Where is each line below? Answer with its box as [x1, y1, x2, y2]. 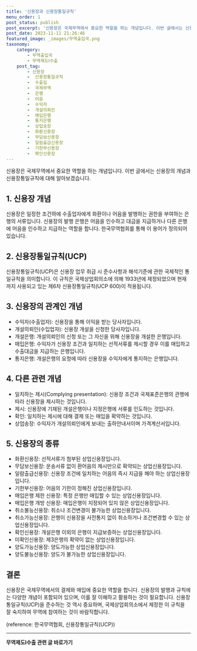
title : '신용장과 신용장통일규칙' [6, 8, 77, 15]
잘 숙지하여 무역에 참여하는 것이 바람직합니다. [6, 609, 110, 616]
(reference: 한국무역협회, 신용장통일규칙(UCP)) [6, 621, 116, 628]
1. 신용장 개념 [6, 193, 51, 203]
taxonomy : [6, 42, 30, 48]
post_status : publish [6, 19, 59, 25]
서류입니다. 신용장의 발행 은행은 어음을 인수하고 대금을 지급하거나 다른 [16, 218, 177, 225]
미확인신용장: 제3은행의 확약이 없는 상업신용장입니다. [14, 536, 136, 543]
